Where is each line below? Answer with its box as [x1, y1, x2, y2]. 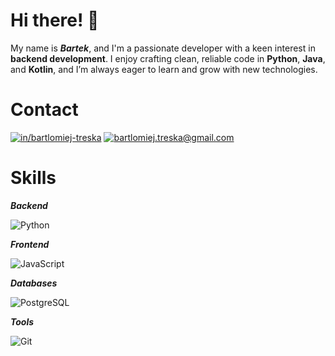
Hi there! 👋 [10, 9, 100, 32]
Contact [10, 99, 79, 121]
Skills [10, 167, 57, 189]
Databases [10, 277, 58, 289]
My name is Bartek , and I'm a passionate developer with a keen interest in [10, 42, 316, 54]
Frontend [10, 238, 50, 250]
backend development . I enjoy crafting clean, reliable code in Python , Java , [10, 52, 326, 64]
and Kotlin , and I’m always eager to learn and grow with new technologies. [10, 63, 318, 75]
